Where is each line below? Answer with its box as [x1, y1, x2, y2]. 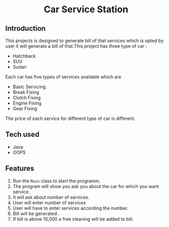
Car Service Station [44, 4, 129, 15]
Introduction [5, 24, 46, 33]
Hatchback [12, 53, 36, 59]
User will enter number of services [12, 199, 86, 205]
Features [5, 164, 34, 173]
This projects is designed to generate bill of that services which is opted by [5, 37, 164, 44]
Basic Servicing [12, 84, 46, 90]
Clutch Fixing [12, 95, 41, 100]
